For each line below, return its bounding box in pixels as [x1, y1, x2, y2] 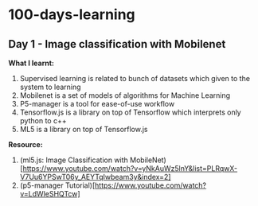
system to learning [19, 82, 81, 91]
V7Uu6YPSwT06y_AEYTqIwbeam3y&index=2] [19, 173, 171, 181]
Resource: [8, 140, 44, 149]
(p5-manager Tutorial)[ [19, 181, 96, 190]
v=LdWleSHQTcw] [19, 189, 81, 198]
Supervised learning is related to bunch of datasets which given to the [19, 74, 251, 83]
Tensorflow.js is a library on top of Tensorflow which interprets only [19, 107, 241, 117]
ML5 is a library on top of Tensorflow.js [19, 125, 148, 134]
